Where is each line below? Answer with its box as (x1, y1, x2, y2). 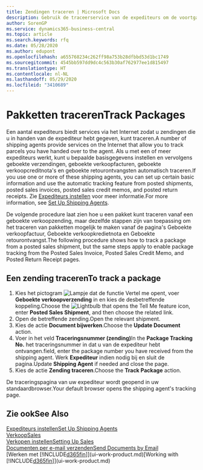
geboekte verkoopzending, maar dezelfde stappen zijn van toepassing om (6, 217, 192, 224)
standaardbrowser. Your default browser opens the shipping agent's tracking (6, 385, 196, 392)
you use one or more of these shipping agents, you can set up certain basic (6, 173, 195, 180)
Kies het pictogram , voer (14, 289, 179, 297)
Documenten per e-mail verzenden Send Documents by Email (6, 444, 159, 451)
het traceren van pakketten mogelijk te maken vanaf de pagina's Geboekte (6, 223, 192, 231)
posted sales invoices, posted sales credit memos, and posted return (6, 186, 178, 193)
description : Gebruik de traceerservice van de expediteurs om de (6, 15, 177, 21)
